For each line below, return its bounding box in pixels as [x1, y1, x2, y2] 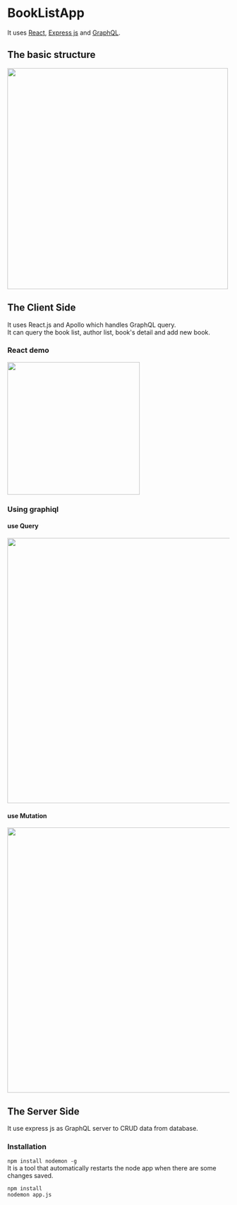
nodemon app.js [7, 1192, 52, 1199]
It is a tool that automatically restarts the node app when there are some [7, 1164, 217, 1172]
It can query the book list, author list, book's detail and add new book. [7, 327, 210, 337]
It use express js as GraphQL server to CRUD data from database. [7, 1124, 199, 1132]
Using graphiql [7, 504, 59, 514]
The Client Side [7, 302, 76, 314]
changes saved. [7, 1172, 54, 1180]
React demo [7, 345, 49, 355]
